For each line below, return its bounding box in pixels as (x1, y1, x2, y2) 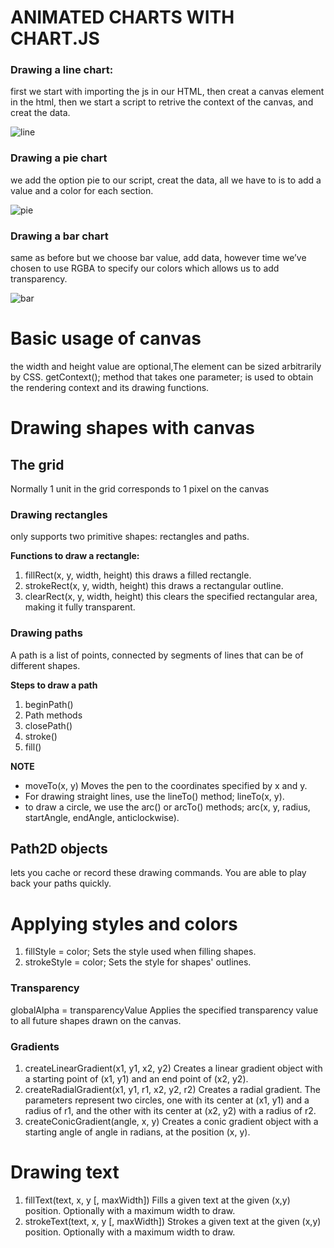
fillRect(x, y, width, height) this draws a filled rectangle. (24, 569, 252, 581)
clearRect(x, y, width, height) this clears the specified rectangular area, (24, 591, 318, 603)
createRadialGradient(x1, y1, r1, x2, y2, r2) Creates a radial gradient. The (24, 1083, 322, 1095)
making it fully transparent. (24, 601, 136, 613)
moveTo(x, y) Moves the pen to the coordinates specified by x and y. (24, 779, 308, 791)
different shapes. (10, 659, 81, 671)
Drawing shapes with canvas (10, 417, 255, 440)
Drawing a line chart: (10, 63, 114, 77)
